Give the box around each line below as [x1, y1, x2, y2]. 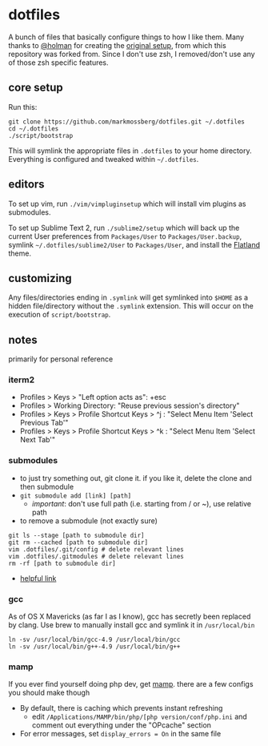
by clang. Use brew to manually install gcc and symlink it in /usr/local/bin [8, 620, 255, 630]
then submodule [19, 482, 74, 491]
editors [8, 178, 46, 192]
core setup [8, 81, 64, 95]
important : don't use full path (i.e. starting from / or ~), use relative [31, 498, 252, 508]
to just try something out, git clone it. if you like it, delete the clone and [19, 473, 252, 482]
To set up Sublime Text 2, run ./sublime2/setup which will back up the [8, 223, 240, 232]
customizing [8, 271, 72, 285]
